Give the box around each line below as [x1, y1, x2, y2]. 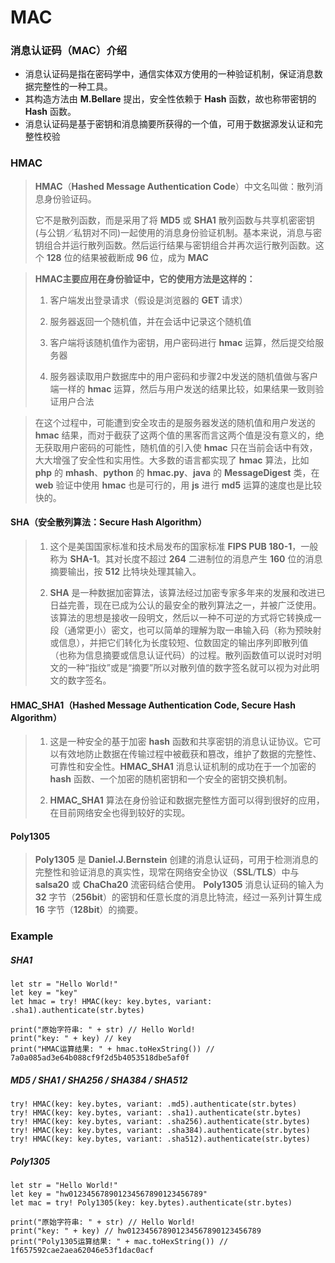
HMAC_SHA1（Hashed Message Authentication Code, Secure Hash [10, 699, 296, 711]
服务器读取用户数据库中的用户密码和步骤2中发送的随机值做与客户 [49, 370, 319, 382]
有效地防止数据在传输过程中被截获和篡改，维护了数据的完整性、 [58, 748, 322, 760]
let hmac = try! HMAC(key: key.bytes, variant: [10, 997, 213, 1007]
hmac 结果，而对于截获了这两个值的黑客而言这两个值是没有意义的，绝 [34, 429, 325, 441]
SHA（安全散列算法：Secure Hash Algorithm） [10, 516, 207, 528]
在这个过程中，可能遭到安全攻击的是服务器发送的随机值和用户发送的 [34, 416, 316, 428]
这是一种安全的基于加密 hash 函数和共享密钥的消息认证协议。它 [49, 736, 313, 748]
